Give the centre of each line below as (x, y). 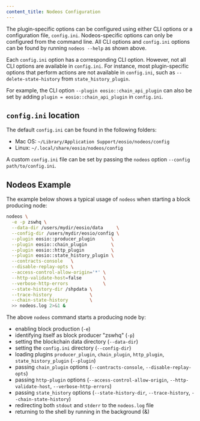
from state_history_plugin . (96, 79)
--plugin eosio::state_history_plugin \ (63, 255)
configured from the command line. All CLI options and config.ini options (98, 41)
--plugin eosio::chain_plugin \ (63, 244)
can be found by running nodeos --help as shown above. (77, 48)
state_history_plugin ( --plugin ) (55, 361)
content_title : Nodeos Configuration (53, 12)
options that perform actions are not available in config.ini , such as (91, 72)
